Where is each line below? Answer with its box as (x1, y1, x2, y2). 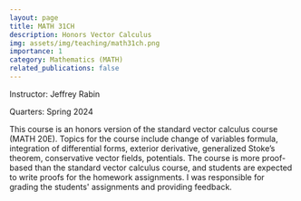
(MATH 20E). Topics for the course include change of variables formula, (9, 133, 278, 144)
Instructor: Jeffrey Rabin (9, 88, 101, 100)
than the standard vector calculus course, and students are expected (34, 162, 293, 173)
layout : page (9, 13, 59, 23)
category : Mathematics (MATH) (9, 55, 124, 64)
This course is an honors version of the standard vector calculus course (9, 123, 278, 134)
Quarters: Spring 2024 (9, 106, 93, 117)
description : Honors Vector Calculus (9, 30, 152, 39)
